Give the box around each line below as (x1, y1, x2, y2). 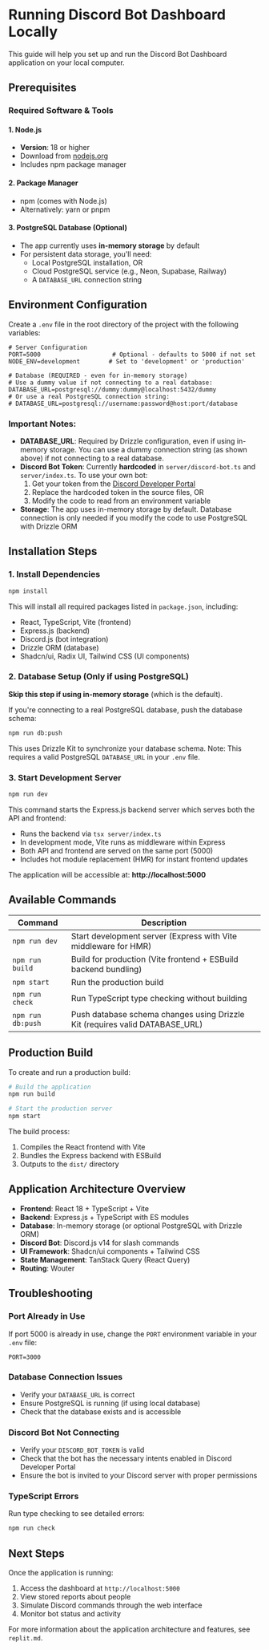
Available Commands (8, 893, 117, 907)
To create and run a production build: (8, 1067, 130, 1076)
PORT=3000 (8, 1353, 42, 1361)
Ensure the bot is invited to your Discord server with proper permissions (19, 1470, 258, 1481)
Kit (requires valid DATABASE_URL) (70, 1019, 203, 1030)
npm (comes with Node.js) (19, 196, 108, 205)
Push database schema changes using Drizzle (70, 1008, 245, 1020)
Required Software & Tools (8, 105, 114, 116)
